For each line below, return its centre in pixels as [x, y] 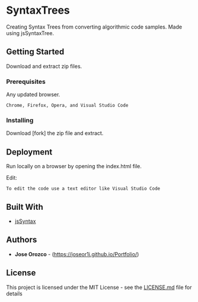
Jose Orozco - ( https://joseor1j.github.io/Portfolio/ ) [77, 254]
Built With [25, 207]
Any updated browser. [33, 95]
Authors [22, 240]
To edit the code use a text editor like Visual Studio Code [83, 189]
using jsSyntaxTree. [30, 33]
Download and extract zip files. [44, 66]
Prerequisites [26, 81]
